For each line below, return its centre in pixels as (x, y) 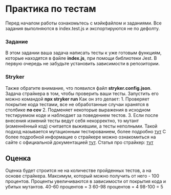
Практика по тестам (51, 9)
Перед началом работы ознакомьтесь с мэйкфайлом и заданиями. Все (84, 23)
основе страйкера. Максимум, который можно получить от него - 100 (82, 176)
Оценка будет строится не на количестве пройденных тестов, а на (78, 170)
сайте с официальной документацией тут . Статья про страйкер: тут (79, 142)
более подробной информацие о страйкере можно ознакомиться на (81, 137)
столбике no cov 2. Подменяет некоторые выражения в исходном (78, 110)
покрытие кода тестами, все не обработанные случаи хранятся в (77, 104)
